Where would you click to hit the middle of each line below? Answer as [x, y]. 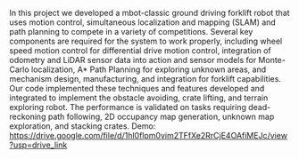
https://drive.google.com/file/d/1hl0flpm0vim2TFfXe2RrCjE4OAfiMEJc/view [149, 135]
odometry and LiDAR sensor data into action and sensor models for [133, 60]
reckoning [28, 116]
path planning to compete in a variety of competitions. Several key [131, 32]
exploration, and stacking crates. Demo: [83, 126]
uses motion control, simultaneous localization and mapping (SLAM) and [143, 22]
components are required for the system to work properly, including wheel [146, 41]
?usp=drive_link [38, 145]
